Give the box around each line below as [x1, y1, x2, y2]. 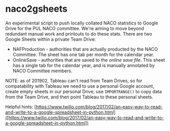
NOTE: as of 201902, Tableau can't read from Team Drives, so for [5, 77, 143, 84]
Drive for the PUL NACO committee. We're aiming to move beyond [5, 25, 144, 31]
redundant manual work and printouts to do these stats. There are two [5, 31, 153, 37]
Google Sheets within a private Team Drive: [5, 36, 96, 42]
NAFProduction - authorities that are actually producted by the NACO [12, 46, 158, 52]
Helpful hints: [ [5, 103, 37, 110]
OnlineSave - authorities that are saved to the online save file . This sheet [12, 57, 165, 63]
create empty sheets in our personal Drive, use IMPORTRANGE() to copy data [5, 88, 162, 94]
